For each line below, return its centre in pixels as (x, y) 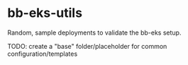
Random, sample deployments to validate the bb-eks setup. (94, 32)
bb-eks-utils (45, 13)
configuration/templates (43, 54)
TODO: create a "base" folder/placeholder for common (87, 46)
